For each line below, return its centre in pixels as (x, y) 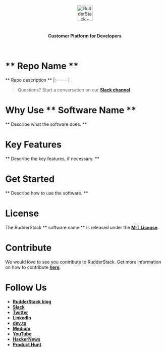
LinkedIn (22, 318)
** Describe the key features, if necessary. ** (52, 159)
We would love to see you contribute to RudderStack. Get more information (83, 262)
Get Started (30, 179)
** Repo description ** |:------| (37, 80)
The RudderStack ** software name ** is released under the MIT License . (82, 227)
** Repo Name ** (42, 66)
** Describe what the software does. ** (46, 124)
